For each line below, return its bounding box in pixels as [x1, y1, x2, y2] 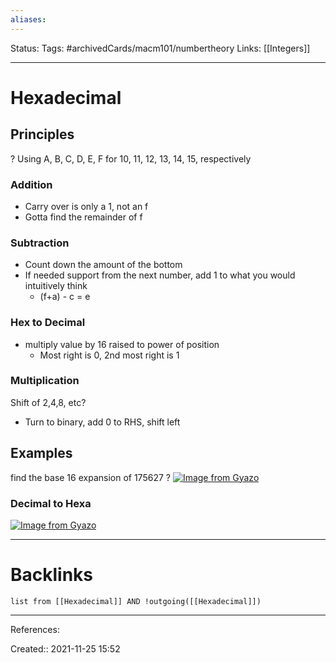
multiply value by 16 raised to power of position [24, 338, 220, 350]
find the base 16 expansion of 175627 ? [10, 471, 171, 483]
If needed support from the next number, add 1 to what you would [24, 269, 296, 281]
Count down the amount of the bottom [24, 259, 183, 271]
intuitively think [24, 280, 88, 292]
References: [10, 623, 60, 635]
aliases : [10, 14, 47, 25]
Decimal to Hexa [10, 496, 92, 510]
